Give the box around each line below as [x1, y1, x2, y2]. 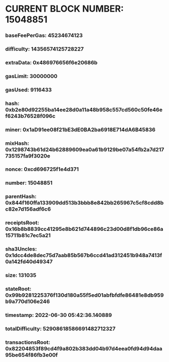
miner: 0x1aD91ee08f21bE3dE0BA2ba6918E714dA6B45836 [5, 126, 155, 133]
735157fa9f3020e [5, 152, 50, 159]
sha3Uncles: [5, 246, 37, 253]
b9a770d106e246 [5, 298, 50, 305]
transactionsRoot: [5, 339, 50, 346]
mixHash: [5, 140, 29, 147]
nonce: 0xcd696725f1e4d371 [5, 166, 79, 173]
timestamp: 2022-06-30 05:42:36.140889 [5, 311, 112, 318]
